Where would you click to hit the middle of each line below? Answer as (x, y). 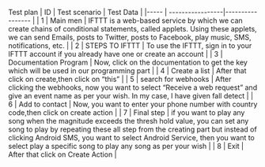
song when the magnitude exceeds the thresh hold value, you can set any (129, 121)
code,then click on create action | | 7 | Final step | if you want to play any (127, 113)
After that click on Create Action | (62, 154)
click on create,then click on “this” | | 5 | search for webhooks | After (120, 79)
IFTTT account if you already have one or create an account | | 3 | (115, 54)
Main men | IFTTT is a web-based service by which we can (146, 20)
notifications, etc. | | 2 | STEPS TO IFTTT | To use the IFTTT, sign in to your (130, 46)
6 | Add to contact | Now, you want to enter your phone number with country (133, 104)
